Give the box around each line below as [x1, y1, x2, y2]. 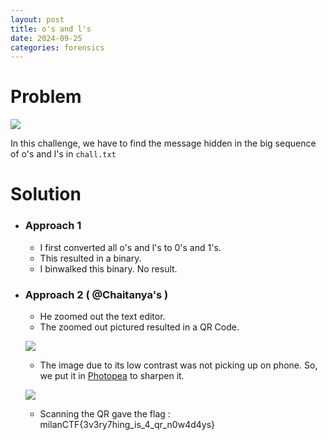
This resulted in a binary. [39, 252, 142, 264]
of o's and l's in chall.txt [10, 148, 117, 160]
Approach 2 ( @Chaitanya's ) [24, 287, 169, 301]
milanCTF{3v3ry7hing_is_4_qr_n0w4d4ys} [39, 418, 216, 430]
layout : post [10, 14, 65, 25]
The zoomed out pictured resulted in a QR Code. [39, 321, 240, 333]
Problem [10, 86, 82, 108]
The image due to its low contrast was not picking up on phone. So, [39, 359, 318, 371]
